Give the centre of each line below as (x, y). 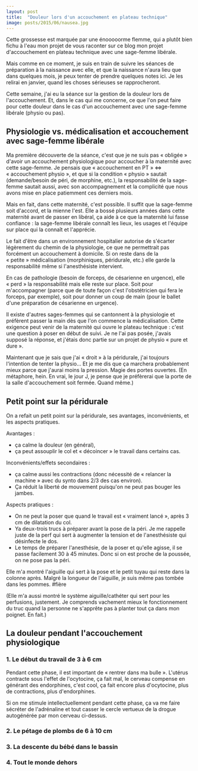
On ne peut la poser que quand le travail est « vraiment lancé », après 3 (102, 516)
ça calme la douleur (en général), (55, 445)
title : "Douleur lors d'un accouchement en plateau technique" (87, 17)
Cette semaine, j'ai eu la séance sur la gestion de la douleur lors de (88, 94)
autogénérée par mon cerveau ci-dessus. (57, 715)
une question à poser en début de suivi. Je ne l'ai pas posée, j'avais (89, 333)
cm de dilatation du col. (43, 522)
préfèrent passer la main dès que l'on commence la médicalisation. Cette (95, 321)
